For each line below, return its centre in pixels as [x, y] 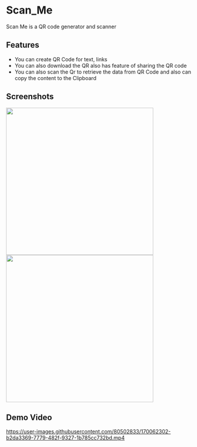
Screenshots [30, 97]
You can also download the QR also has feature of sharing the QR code [101, 65]
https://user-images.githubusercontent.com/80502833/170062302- [89, 432]
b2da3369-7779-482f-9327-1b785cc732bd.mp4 [66, 438]
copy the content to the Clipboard [56, 78]
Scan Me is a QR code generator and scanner [61, 27]
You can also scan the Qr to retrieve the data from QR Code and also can [103, 72]
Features [23, 45]
